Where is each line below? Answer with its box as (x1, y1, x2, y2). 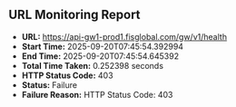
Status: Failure (21, 79, 78, 90)
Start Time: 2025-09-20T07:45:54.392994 (21, 41, 183, 52)
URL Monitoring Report (8, 7, 142, 23)
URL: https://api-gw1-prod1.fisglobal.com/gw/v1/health (21, 31, 228, 42)
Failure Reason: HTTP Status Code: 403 (21, 89, 173, 100)
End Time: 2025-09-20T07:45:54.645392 (21, 50, 179, 62)
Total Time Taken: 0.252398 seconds (21, 60, 164, 71)
